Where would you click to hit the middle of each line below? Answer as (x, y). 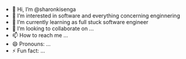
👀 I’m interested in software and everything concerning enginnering (96, 16)
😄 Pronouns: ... (31, 44)
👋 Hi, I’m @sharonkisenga (44, 9)
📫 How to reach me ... (40, 35)
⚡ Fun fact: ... (28, 51)
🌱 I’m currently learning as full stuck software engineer (80, 22)
